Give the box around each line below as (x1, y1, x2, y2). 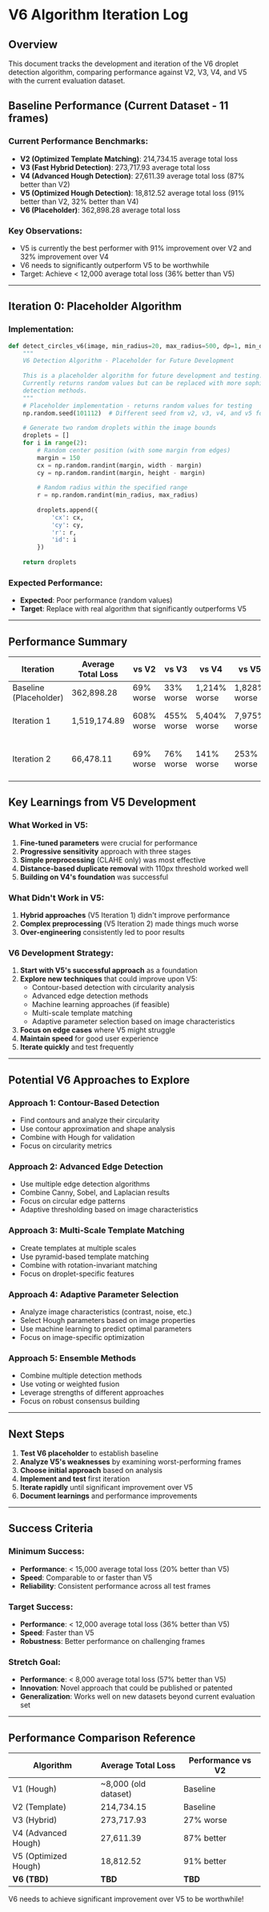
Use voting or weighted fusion (19, 1379, 120, 1389)
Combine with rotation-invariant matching (19, 1260, 158, 1269)
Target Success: (8, 1601, 74, 1612)
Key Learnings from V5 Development (8, 796, 196, 810)
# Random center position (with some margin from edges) (37, 446, 231, 454)
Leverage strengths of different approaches (19, 1388, 164, 1398)
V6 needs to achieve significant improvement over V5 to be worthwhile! (8, 1894, 244, 1904)
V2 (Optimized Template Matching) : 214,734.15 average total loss (19, 154, 239, 164)
